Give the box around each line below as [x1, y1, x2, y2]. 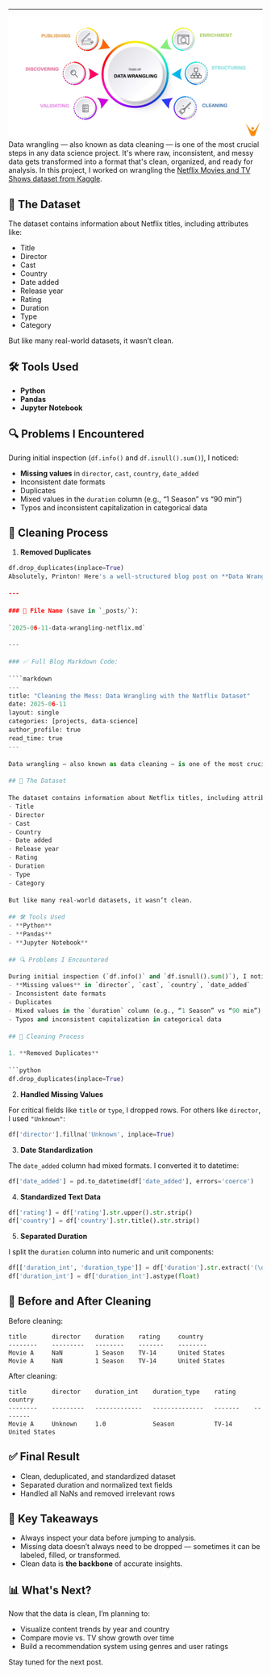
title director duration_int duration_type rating [8, 1388, 236, 1396]
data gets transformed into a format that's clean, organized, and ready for [8, 157, 254, 166]
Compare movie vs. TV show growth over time [19, 1633, 175, 1643]
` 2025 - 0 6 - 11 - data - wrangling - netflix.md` [8, 623, 147, 632]
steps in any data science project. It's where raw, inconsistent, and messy [8, 149, 254, 158]
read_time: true [8, 734, 63, 743]
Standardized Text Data [19, 1191, 101, 1201]
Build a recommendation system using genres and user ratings [19, 1642, 228, 1652]
